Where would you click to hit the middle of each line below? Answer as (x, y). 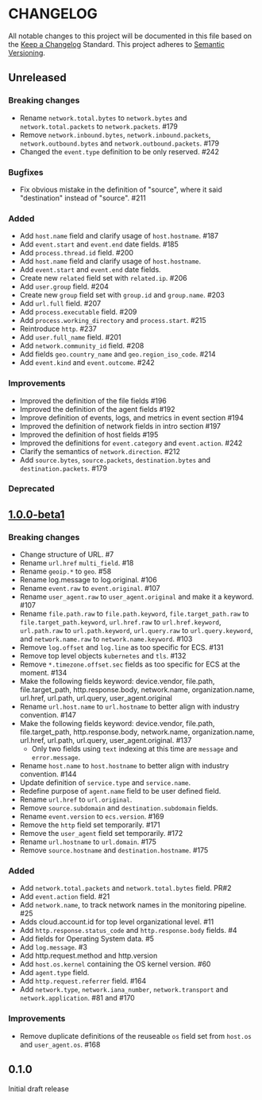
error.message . (56, 757)
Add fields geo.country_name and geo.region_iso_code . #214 (118, 354)
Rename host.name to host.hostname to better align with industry (124, 766)
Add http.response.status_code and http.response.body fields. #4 (128, 931)
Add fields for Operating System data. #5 (87, 939)
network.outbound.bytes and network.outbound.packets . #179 (119, 143)
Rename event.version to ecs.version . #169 (92, 817)
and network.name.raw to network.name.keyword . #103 (106, 639)
